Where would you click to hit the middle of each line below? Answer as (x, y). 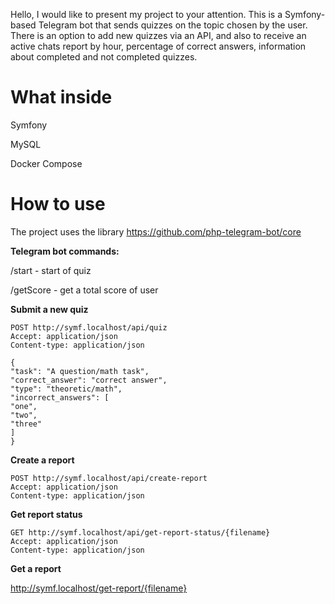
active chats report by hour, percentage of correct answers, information (158, 46)
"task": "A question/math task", (80, 371)
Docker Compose (46, 163)
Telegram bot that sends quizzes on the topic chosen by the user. (173, 25)
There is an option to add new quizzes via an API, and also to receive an (158, 35)
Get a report (36, 568)
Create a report (42, 460)
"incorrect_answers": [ (60, 397)
